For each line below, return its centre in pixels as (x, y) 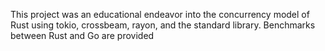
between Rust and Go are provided (82, 35)
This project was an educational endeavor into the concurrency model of (160, 14)
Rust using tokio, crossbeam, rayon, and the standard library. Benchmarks (163, 25)
